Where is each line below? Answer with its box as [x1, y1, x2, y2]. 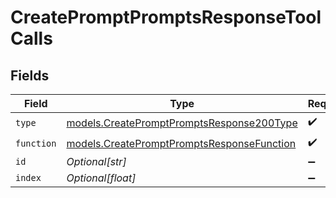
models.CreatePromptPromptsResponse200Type [66, 116, 298, 130]
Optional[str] [66, 155, 127, 168]
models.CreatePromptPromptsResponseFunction [66, 136, 297, 150]
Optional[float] [66, 171, 137, 185]
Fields [10, 67, 50, 84]
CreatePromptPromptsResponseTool [10, 6, 322, 29]
